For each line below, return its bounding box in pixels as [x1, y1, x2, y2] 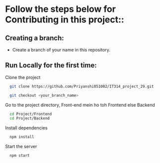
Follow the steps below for [5, 3, 116, 15]
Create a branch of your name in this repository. [12, 47, 110, 53]
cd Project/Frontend [9, 111, 52, 116]
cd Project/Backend [9, 116, 50, 121]
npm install [9, 135, 35, 140]
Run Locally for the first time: [5, 61, 97, 70]
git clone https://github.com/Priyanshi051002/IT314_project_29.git [9, 84, 154, 89]
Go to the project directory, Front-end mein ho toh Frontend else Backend [5, 102, 155, 108]
